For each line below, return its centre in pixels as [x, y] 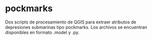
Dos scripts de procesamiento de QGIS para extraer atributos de [71, 22]
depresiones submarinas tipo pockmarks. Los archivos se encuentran [76, 27]
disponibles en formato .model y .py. [42, 32]
